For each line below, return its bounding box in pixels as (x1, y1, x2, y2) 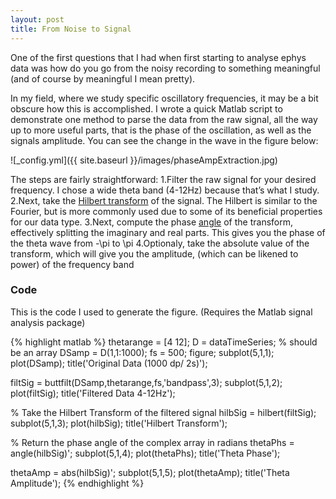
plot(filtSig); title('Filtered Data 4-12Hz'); (10, 387, 176, 399)
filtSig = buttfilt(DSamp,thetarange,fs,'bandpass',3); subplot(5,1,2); (10, 376, 283, 388)
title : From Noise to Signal (10, 24, 132, 34)
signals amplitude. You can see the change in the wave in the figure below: (10, 134, 319, 146)
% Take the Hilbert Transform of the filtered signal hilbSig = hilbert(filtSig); (10, 406, 317, 418)
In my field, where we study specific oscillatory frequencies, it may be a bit (10, 92, 319, 104)
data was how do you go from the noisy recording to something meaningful (10, 62, 321, 74)
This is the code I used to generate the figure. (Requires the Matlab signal (10, 306, 313, 318)
